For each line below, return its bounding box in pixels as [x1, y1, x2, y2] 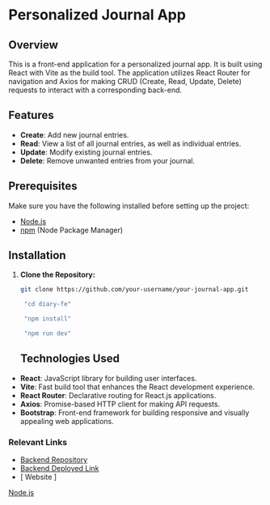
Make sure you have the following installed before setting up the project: [8, 201, 250, 210]
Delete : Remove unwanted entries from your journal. [19, 155, 196, 165]
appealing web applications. [19, 416, 115, 426]
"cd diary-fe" [23, 300, 72, 308]
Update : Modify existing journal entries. [19, 147, 153, 157]
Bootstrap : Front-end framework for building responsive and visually [19, 407, 250, 418]
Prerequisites [8, 180, 78, 193]
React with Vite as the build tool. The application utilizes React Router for [8, 68, 251, 78]
